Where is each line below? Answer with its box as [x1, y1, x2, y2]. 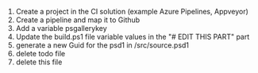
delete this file [15, 57, 63, 67]
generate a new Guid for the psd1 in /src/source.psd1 [15, 40, 189, 50]
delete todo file [15, 49, 66, 58]
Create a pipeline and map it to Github [15, 15, 141, 25]
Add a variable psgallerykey [15, 24, 107, 33]
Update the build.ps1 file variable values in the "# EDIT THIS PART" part [15, 32, 250, 41]
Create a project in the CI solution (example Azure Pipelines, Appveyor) [15, 7, 248, 16]
